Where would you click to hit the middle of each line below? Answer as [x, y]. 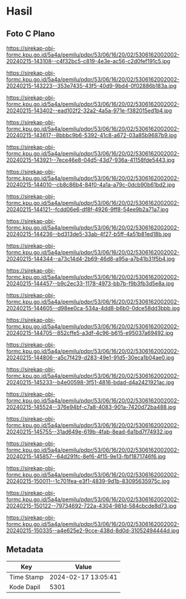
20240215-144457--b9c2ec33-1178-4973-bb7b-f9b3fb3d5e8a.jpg [90, 283]
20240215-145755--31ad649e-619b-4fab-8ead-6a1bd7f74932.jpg [89, 432]
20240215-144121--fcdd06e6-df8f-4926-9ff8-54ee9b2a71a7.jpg [87, 209]
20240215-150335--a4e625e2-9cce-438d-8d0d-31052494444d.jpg [93, 531]
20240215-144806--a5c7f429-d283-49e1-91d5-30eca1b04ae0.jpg [90, 358]
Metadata [25, 549]
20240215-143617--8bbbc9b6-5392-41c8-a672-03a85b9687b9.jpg [91, 135]
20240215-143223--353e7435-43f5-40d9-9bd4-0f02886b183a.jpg [91, 86]
